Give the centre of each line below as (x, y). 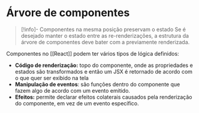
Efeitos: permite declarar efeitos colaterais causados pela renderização (103, 97)
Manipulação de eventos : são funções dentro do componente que (97, 84)
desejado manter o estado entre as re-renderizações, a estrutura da (105, 35)
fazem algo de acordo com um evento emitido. (73, 90)
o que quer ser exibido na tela (52, 78)
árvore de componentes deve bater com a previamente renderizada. (105, 42)
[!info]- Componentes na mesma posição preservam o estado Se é (103, 29)
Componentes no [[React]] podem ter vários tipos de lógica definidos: (93, 53)
